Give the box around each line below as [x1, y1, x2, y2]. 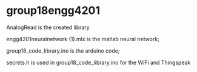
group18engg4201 [6, 4, 101, 18]
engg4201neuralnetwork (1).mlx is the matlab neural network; [6, 35, 159, 42]
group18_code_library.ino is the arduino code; [6, 47, 120, 54]
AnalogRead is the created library [6, 24, 90, 31]
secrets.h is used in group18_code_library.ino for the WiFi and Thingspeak [6, 59, 191, 66]
